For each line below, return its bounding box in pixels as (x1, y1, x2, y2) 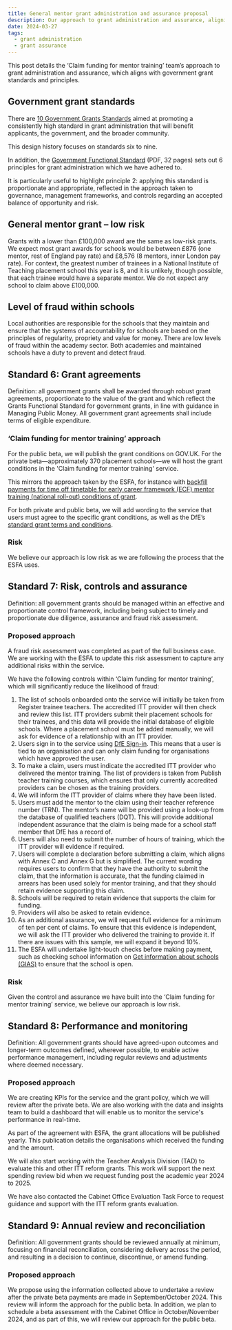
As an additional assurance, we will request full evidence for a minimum (17, 915, 222, 924)
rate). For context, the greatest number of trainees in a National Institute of (8, 259, 219, 267)
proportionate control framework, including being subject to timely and (8, 606, 209, 615)
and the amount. (8, 1143, 54, 1152)
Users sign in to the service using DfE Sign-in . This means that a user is (17, 739, 222, 747)
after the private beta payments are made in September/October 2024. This (8, 1293, 222, 1302)
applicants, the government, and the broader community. (8, 129, 169, 137)
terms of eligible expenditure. (8, 416, 92, 425)
